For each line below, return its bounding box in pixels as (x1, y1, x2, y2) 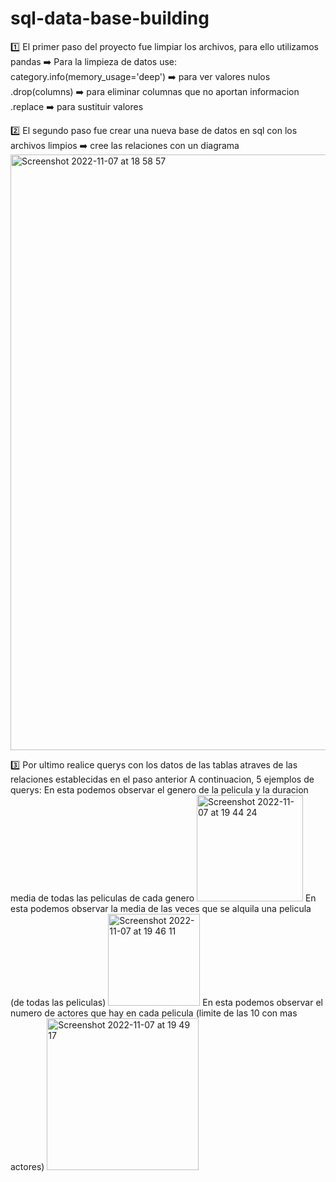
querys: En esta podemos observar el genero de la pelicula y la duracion (10, 783, 309, 796)
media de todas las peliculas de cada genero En (10, 892, 317, 904)
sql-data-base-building (10, 7, 210, 30)
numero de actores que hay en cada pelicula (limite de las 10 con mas (10, 1007, 298, 1019)
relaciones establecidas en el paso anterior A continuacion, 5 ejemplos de (10, 773, 315, 785)
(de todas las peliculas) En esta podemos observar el (10, 996, 323, 1008)
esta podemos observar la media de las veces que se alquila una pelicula (10, 902, 312, 914)
